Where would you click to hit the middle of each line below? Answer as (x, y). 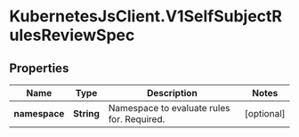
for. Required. (137, 119)
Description (172, 93)
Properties (39, 68)
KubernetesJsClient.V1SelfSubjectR (146, 16)
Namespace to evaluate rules (169, 108)
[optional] (265, 113)
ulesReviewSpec (72, 35)
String (86, 113)
